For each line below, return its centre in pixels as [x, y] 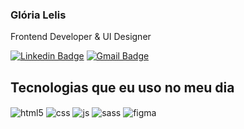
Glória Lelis [38, 15]
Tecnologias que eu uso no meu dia [122, 87]
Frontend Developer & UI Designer [81, 37]
